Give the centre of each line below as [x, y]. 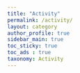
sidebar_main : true [35, 40]
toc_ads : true [29, 53]
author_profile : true [39, 33]
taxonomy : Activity [35, 59]
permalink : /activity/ [40, 20]
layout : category [32, 26]
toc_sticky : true [32, 46]
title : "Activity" [34, 14]
